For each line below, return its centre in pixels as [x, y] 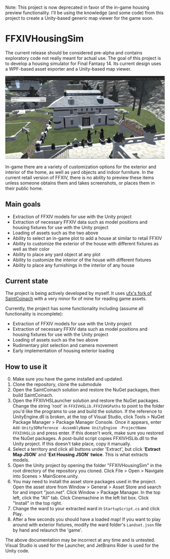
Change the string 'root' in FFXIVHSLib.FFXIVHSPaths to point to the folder [88, 406]
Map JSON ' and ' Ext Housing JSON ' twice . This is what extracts [80, 455]
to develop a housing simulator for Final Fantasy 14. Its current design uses [83, 64]
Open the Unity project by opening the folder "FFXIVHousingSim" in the [87, 465]
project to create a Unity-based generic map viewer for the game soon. [79, 18]
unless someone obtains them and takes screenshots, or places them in [80, 183]
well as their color [31, 249]
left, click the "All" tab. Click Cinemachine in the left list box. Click [81, 498]
